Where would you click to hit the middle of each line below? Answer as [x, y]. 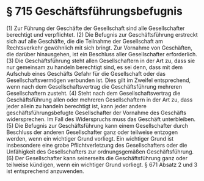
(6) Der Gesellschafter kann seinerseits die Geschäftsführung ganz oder [97, 158]
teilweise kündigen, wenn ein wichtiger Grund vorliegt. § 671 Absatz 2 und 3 [102, 164]
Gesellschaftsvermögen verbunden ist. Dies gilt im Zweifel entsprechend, [99, 80]
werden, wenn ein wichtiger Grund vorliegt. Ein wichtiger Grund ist [90, 138]
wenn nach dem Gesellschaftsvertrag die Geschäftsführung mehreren [94, 86]
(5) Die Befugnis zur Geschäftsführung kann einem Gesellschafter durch [97, 125]
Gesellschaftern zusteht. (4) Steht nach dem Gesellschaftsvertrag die [93, 93]
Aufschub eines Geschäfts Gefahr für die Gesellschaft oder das [86, 73]
